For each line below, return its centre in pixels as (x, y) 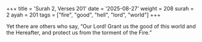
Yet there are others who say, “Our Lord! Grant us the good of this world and (101, 26)
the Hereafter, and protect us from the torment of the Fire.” (79, 33)
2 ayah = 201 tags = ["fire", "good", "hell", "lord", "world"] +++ (84, 15)
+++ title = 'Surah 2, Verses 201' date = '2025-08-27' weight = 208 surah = (100, 9)
